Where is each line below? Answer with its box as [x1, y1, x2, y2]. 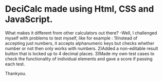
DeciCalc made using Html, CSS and [5, 3, 154, 15]
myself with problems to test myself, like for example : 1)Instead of [5, 35, 138, 41]
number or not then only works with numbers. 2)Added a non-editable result [5, 45, 158, 51]
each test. [5, 61, 25, 67]
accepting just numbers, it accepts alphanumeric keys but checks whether [5, 40, 155, 46]
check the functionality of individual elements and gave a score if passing [5, 56, 153, 61]
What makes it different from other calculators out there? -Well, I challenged [5, 30, 157, 36]
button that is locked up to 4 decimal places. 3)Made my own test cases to [5, 50, 155, 57]
